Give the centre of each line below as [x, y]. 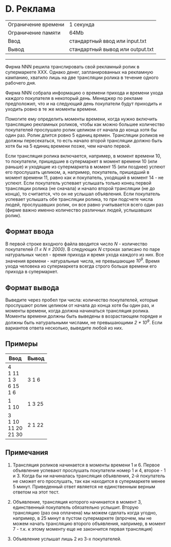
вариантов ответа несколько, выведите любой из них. [64, 328]
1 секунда [82, 24]
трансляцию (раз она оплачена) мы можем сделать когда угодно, [85, 512]
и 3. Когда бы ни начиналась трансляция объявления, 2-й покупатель [89, 476]
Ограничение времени [36, 24]
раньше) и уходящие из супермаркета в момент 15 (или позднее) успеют [85, 167]
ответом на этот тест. [36, 492]
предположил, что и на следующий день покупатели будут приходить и [83, 103]
